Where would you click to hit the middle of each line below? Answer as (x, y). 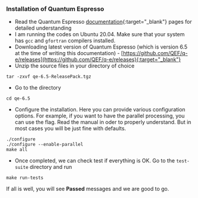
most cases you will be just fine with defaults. (70, 129)
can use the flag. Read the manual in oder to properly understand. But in (103, 122)
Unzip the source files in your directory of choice (74, 66)
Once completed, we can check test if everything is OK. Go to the (95, 161)
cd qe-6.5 (18, 99)
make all (17, 150)
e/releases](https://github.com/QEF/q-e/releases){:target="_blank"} (98, 60)
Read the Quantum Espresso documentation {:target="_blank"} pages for (103, 22)
